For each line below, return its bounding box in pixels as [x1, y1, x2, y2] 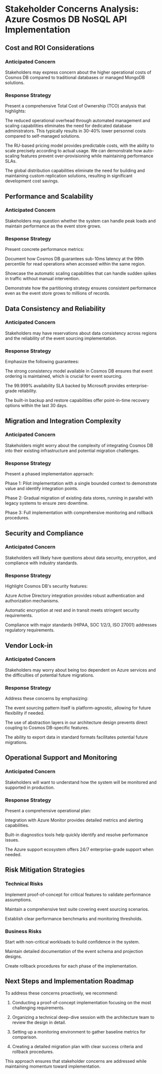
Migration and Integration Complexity [5, 416, 122, 425]
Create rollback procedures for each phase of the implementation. [5, 963, 138, 969]
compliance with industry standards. [5, 560, 78, 566]
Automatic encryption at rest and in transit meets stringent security [5, 607, 140, 613]
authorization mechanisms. [5, 598, 59, 604]
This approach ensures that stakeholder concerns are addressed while [5, 1058, 147, 1064]
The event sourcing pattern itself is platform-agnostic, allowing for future [5, 705, 151, 711]
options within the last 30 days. [5, 403, 68, 409]
